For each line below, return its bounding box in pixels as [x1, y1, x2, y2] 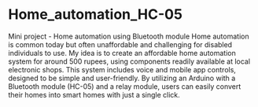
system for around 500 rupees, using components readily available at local [8, 57, 250, 66]
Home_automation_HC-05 [8, 6, 183, 24]
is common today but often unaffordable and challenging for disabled [8, 39, 233, 49]
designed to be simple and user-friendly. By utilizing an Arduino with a [8, 73, 236, 83]
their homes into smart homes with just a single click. [8, 90, 181, 99]
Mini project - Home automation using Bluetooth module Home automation [8, 31, 249, 41]
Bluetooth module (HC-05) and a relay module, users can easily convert [8, 81, 241, 91]
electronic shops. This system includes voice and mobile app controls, [8, 65, 236, 74]
